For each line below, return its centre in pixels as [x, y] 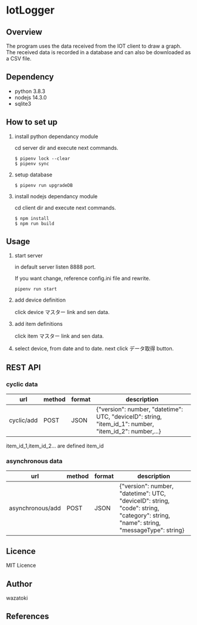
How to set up [32, 122]
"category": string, [145, 516]
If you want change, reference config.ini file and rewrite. [82, 278]
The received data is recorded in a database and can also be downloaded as [98, 52]
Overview [24, 32]
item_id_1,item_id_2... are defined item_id [55, 446]
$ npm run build [34, 223]
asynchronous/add [35, 508]
